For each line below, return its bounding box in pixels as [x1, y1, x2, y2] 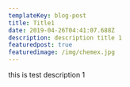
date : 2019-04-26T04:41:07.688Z [8, 26, 115, 34]
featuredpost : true [8, 41, 73, 49]
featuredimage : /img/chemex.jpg [8, 48, 115, 56]
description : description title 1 [8, 33, 123, 42]
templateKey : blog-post [8, 11, 87, 20]
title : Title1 [8, 19, 55, 27]
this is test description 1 [8, 70, 86, 79]
